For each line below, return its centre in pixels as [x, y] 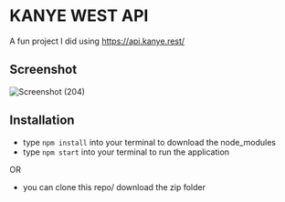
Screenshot [43, 70]
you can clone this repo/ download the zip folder [114, 187]
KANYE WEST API [79, 16]
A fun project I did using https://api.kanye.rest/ [97, 41]
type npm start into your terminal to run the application [126, 152]
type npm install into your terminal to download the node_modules [149, 142]
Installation [42, 121]
